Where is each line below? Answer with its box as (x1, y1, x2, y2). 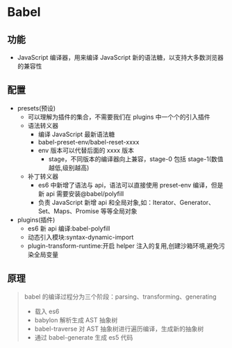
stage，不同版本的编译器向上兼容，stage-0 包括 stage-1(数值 (48, 154, 224, 163)
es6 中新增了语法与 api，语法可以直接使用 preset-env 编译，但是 (38, 181, 224, 189)
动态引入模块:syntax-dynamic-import (27, 233, 134, 241)
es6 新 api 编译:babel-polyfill (27, 224, 110, 233)
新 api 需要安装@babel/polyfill (38, 189, 124, 198)
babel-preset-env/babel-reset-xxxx (38, 138, 140, 146)
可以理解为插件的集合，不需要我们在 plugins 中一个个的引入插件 (27, 113, 210, 121)
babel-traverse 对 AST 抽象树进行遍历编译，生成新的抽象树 (34, 324, 204, 333)
